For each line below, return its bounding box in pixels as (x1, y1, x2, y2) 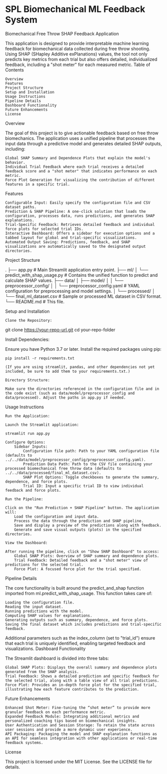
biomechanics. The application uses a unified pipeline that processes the (5, 135, 156, 141)
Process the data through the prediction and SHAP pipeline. (14, 518, 144, 523)
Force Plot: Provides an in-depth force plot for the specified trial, (5, 682, 157, 688)
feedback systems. (5, 740, 43, 745)
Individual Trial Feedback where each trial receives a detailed (5, 164, 144, 169)
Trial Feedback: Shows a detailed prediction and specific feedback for (5, 674, 160, 679)
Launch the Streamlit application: (5, 422, 79, 427)
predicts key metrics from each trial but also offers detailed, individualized (5, 56, 158, 62)
